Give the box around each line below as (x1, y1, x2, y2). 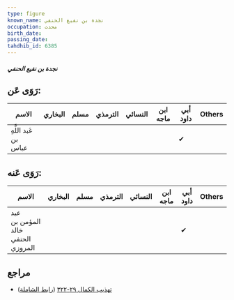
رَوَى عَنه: (7, 167, 42, 179)
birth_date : (7, 29, 42, 37)
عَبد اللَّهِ (10, 126, 33, 135)
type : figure (7, 10, 45, 17)
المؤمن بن (10, 217, 41, 227)
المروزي (10, 243, 36, 253)
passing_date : (7, 36, 49, 43)
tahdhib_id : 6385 (7, 43, 58, 50)
